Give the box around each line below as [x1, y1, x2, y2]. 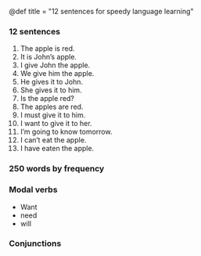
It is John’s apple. [20, 52, 77, 62]
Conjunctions [9, 238, 62, 249]
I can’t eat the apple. [20, 135, 87, 145]
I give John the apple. [20, 60, 91, 70]
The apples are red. [20, 102, 84, 112]
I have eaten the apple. [20, 144, 95, 153]
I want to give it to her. [20, 119, 92, 128]
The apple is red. [20, 44, 75, 53]
